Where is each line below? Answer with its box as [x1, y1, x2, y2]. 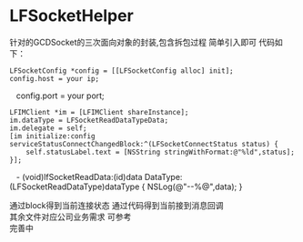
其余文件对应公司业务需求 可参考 [9, 211, 132, 222]
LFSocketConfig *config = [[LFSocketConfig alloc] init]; [9, 66, 234, 76]
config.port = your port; [15, 90, 105, 101]
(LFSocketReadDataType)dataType [9, 181, 140, 192]
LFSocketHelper [9, 5, 134, 26]
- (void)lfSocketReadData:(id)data [15, 171, 143, 182]
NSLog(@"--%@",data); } [146, 181, 243, 192]
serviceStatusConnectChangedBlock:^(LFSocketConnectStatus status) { [9, 139, 279, 148]
